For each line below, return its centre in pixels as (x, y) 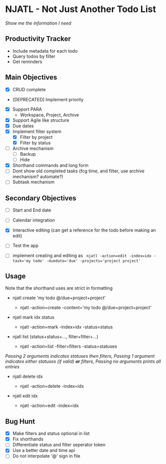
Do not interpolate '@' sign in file (46, 456)
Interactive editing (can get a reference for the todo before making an (84, 230)
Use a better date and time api (44, 450)
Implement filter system (37, 131)
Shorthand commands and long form (50, 165)
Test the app (25, 246)
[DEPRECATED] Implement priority (48, 99)
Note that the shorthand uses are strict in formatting (59, 288)
